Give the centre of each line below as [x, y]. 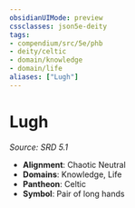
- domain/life [36, 69]
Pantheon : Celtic [54, 183]
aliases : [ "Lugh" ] [44, 77]
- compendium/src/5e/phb [56, 43]
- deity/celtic [38, 52]
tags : [19, 35]
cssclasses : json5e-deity [58, 26]
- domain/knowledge [46, 60]
